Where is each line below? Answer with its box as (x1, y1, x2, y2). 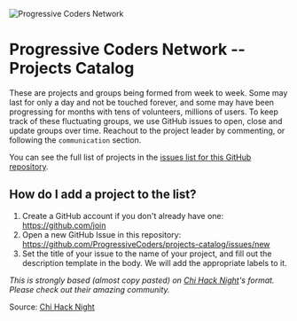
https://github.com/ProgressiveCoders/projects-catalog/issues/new (21, 239, 270, 249)
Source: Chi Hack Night (9, 301, 95, 312)
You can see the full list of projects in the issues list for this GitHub (9, 152, 252, 162)
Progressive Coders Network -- (9, 40, 246, 59)
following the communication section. (9, 134, 142, 145)
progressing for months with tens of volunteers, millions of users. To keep (9, 106, 279, 117)
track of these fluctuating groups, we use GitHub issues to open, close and (9, 115, 283, 126)
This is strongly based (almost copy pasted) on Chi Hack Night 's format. (9, 275, 275, 286)
